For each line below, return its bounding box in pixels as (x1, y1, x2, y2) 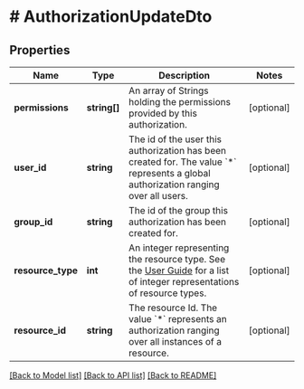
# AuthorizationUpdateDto (9, 6, 213, 27)
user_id (14, 161, 47, 174)
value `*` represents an (128, 313, 228, 325)
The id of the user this (128, 133, 222, 146)
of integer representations (128, 276, 240, 288)
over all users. (128, 190, 188, 202)
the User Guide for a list (128, 264, 229, 277)
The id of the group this (128, 204, 229, 216)
